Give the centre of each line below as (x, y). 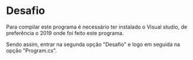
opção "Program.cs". (32, 50)
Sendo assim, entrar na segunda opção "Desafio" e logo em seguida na (93, 44)
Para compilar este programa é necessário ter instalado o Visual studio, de (97, 27)
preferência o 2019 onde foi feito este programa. (65, 33)
